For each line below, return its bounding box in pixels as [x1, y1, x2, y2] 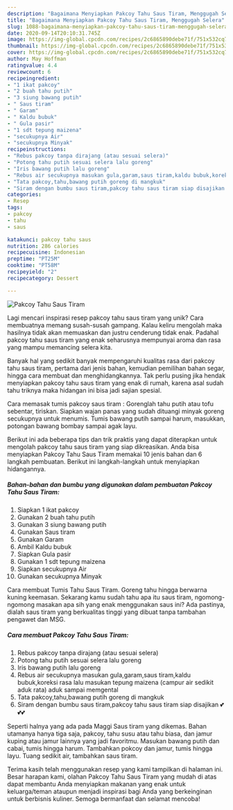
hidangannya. [7, 464, 46, 473]
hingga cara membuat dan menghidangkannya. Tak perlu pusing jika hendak [7, 371, 226, 380]
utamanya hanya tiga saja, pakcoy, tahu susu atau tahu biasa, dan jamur [7, 729, 213, 738]
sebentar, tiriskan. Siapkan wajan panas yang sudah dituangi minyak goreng [7, 407, 225, 415]
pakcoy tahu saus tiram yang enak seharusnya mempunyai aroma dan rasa [7, 335, 221, 344]
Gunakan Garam [17, 535, 64, 543]
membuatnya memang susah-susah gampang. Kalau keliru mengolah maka [7, 321, 223, 329]
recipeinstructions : [7, 146, 67, 153]
